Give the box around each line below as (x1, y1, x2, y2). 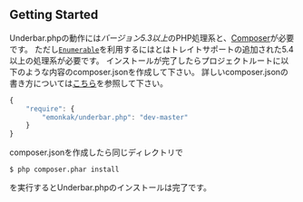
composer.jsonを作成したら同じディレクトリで (9, 147, 184, 158)
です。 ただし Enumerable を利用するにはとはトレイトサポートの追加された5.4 (9, 43, 295, 54)
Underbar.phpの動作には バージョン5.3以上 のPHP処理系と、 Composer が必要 (9, 32, 295, 43)
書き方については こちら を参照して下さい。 (9, 77, 168, 89)
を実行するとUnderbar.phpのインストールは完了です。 (9, 182, 211, 193)
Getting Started (9, 7, 99, 23)
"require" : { (25, 104, 75, 113)
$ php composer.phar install (9, 165, 120, 175)
